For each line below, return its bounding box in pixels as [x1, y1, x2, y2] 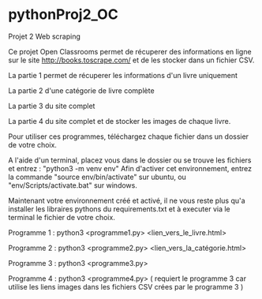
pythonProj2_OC [8, 6, 118, 24]
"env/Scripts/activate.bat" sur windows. [8, 180, 138, 190]
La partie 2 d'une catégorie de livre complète [8, 85, 155, 95]
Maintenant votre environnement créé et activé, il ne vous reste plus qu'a [8, 196, 246, 205]
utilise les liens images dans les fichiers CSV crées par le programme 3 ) [8, 282, 244, 291]
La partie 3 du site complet [8, 101, 95, 110]
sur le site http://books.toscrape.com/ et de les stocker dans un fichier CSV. [8, 55, 255, 65]
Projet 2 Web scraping [8, 32, 81, 41]
